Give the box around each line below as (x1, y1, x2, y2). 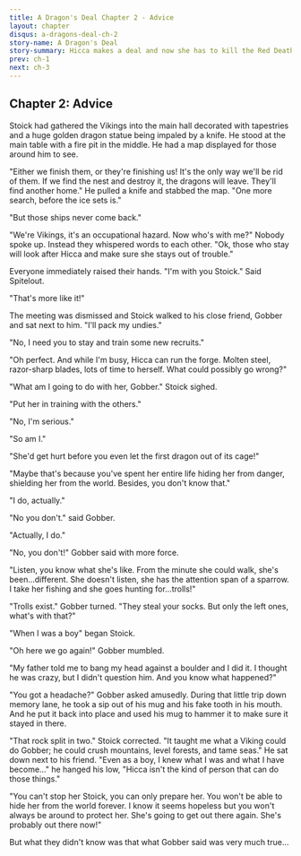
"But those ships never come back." (9, 212, 142, 222)
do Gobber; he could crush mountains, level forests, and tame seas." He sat (9, 745, 288, 756)
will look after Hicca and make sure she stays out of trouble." (9, 248, 234, 259)
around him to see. (9, 149, 79, 160)
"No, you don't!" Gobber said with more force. (9, 547, 179, 558)
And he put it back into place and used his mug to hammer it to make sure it (9, 708, 288, 719)
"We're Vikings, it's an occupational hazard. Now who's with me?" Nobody (9, 229, 285, 240)
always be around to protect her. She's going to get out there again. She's (9, 809, 282, 820)
